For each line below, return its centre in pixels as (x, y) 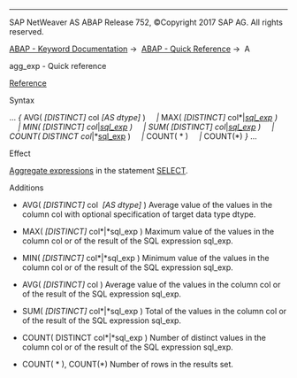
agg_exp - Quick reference (58, 66)
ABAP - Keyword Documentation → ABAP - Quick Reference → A (129, 49)
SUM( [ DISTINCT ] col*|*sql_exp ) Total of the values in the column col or (154, 311)
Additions (27, 188)
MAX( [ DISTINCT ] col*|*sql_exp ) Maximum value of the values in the (148, 231)
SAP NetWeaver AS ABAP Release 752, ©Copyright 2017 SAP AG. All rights (146, 22)
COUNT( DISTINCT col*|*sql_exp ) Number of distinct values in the (144, 338)
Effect (20, 153)
